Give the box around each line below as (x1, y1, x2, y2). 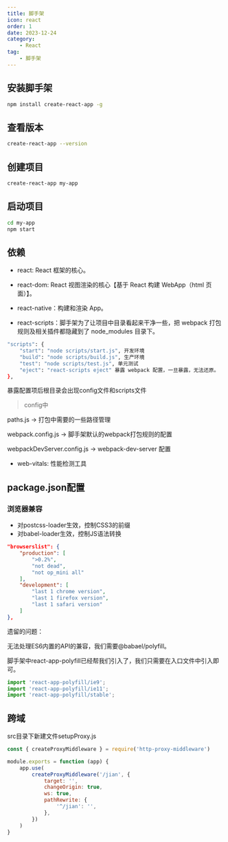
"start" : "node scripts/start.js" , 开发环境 (19, 347, 145, 355)
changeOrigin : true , (43, 783, 103, 791)
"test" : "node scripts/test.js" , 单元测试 (19, 360, 139, 367)
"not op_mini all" (32, 569, 84, 576)
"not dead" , (32, 562, 67, 569)
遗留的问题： (7, 627, 43, 635)
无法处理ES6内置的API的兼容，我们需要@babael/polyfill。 (7, 641, 170, 650)
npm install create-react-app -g (7, 101, 103, 107)
